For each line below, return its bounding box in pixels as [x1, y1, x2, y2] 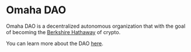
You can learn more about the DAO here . [6, 40, 104, 47]
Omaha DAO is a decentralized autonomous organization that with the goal [6, 23, 186, 29]
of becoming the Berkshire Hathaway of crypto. [6, 28, 121, 35]
